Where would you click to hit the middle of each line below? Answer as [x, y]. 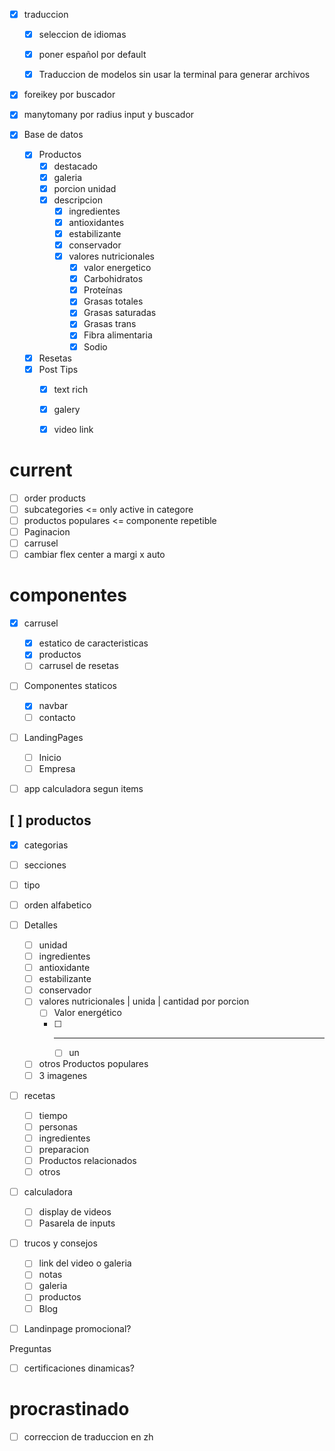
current [41, 470]
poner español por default [92, 55]
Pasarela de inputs [77, 1223]
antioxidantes [96, 222]
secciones [45, 865]
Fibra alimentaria [118, 335]
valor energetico [117, 268]
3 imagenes [63, 1075]
